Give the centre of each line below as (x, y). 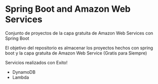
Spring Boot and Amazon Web (68, 9)
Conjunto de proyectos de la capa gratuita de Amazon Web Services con (79, 33)
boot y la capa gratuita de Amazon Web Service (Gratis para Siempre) (76, 53)
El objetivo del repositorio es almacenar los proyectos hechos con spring (79, 48)
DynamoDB (24, 72)
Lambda (20, 77)
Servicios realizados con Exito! (36, 62)
